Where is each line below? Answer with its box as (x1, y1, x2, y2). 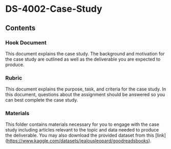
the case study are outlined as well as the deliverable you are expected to (5, 56, 161, 62)
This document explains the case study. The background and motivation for (5, 50, 165, 57)
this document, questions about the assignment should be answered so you (5, 91, 165, 98)
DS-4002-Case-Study (5, 3, 102, 15)
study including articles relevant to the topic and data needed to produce (5, 127, 159, 133)
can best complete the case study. (5, 97, 78, 103)
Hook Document (5, 39, 47, 46)
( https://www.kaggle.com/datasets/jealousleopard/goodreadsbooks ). (5, 138, 152, 144)
